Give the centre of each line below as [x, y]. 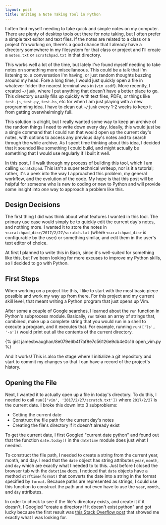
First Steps [22, 279]
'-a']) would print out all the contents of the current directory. [69, 332]
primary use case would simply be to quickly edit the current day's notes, [80, 222]
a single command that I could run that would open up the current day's [78, 132]
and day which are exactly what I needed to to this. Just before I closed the [82, 465]
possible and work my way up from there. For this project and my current [80, 296]
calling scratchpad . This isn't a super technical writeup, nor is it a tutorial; [80, 168]
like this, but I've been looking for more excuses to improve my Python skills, [83, 258]
